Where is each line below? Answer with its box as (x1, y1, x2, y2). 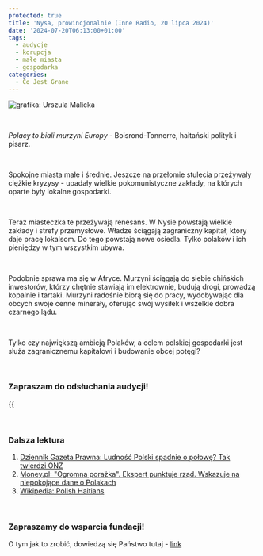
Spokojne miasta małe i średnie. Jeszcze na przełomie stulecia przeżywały (8, 170, 252, 179)
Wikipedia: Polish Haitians (19, 486, 105, 496)
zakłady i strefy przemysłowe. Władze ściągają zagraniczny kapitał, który (8, 225, 247, 235)
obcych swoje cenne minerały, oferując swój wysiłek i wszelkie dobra (8, 298, 235, 308)
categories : (8, 71, 48, 79)
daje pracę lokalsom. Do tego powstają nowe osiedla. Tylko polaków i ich (8, 234, 246, 243)
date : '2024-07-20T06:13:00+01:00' (8, 26, 126, 34)
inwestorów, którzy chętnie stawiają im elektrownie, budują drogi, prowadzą (8, 282, 256, 291)
